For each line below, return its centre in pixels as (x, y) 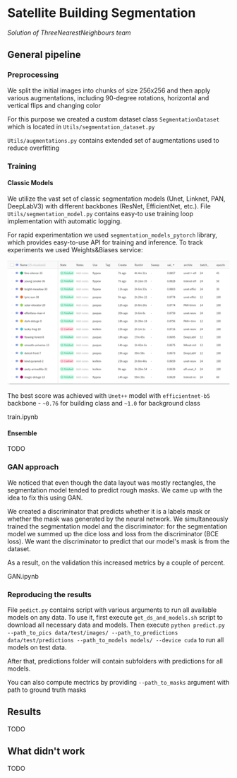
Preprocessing (33, 75)
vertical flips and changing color (54, 105)
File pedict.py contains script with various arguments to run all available (112, 610)
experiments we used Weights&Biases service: (75, 249)
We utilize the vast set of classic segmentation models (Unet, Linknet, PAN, (116, 199)
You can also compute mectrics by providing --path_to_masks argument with (119, 683)
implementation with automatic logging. (65, 221)
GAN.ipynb (23, 576)
